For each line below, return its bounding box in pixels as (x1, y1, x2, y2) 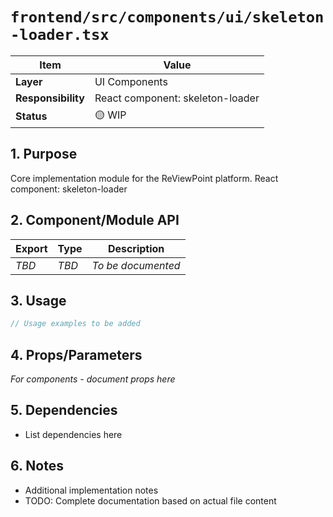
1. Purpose (10, 146, 78, 163)
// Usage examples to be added (10, 319, 141, 329)
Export (15, 241, 48, 255)
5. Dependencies (10, 402, 118, 419)
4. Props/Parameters (10, 346, 143, 363)
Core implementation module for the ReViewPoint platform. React (10, 172, 279, 184)
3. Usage (10, 292, 67, 309)
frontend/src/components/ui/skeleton (10, 8, 325, 27)
